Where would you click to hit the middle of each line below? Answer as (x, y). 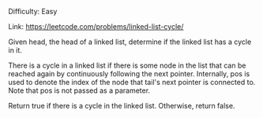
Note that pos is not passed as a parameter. (79, 90)
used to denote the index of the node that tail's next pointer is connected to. (132, 82)
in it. (15, 50)
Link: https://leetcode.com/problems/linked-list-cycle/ (96, 26)
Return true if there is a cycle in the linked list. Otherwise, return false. (122, 106)
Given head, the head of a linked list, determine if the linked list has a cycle (130, 42)
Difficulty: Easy (33, 11)
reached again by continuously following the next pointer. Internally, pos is (129, 74)
